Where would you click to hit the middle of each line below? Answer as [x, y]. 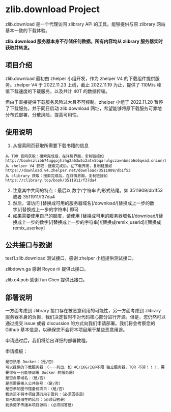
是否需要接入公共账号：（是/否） [34, 384]
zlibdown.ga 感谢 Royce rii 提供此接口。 [47, 269]
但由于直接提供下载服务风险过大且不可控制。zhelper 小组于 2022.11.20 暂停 [84, 102]
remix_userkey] [29, 228]
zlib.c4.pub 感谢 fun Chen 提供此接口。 [46, 280]
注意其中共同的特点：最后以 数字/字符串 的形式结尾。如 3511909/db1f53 [88, 190]
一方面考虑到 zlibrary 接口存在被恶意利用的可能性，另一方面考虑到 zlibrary [83, 311]
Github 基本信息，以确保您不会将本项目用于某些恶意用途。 [66, 330]
